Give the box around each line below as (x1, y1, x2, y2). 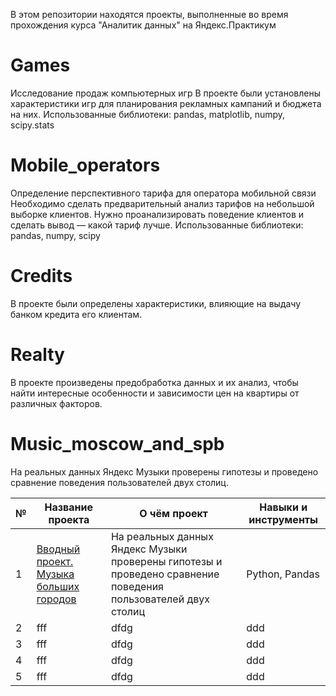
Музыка (36, 567, 75, 581)
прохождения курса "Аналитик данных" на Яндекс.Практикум (10, 19, 277, 31)
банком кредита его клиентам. (10, 308, 143, 320)
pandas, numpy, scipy (10, 229, 101, 241)
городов (36, 592, 77, 606)
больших (36, 579, 80, 593)
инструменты (248, 512, 318, 526)
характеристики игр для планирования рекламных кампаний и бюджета (10, 97, 322, 109)
